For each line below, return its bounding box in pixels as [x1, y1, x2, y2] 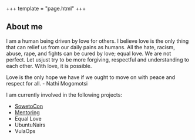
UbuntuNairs [14, 121, 46, 128]
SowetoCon [14, 103, 43, 110]
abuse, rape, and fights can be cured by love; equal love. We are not [6, 50, 172, 57]
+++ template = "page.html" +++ [6, 5, 86, 12]
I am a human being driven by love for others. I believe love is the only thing [6, 37, 189, 45]
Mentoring [14, 108, 40, 116]
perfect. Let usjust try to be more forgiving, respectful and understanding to [6, 56, 190, 63]
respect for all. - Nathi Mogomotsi [6, 80, 88, 87]
